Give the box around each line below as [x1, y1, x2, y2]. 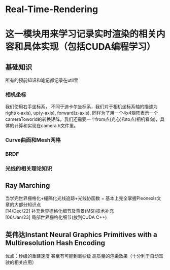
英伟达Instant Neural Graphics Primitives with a [5, 230, 157, 239]
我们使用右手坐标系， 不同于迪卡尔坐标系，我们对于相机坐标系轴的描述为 [5, 104, 158, 110]
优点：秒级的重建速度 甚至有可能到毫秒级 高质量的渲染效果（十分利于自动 [5, 253, 159, 259]
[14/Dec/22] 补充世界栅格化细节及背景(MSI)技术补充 [5, 208, 114, 214]
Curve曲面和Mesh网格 [5, 137, 61, 144]
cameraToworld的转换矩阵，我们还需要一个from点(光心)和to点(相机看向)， [5, 116, 160, 122]
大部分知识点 [14, 201, 41, 208]
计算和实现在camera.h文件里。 [14, 123, 79, 129]
